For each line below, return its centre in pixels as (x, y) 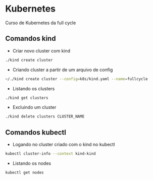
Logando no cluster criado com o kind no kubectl (64, 145)
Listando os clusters (34, 88)
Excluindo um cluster (34, 107)
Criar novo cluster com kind (41, 50)
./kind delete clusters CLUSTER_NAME (45, 116)
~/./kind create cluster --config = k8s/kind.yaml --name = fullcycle (76, 79)
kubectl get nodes (24, 172)
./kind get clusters (27, 98)
